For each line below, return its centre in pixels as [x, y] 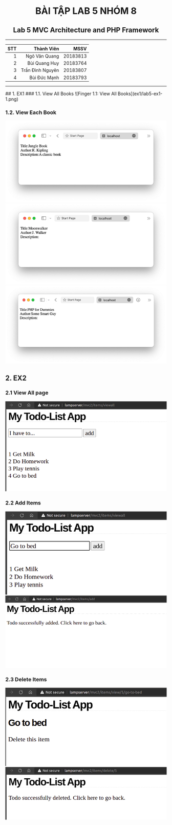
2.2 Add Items [23, 503]
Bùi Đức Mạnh [44, 78]
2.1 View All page [27, 393]
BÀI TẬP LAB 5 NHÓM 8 [86, 11]
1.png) [12, 99]
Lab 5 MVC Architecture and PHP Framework [86, 30]
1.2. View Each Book [31, 112]
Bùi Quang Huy [43, 63]
